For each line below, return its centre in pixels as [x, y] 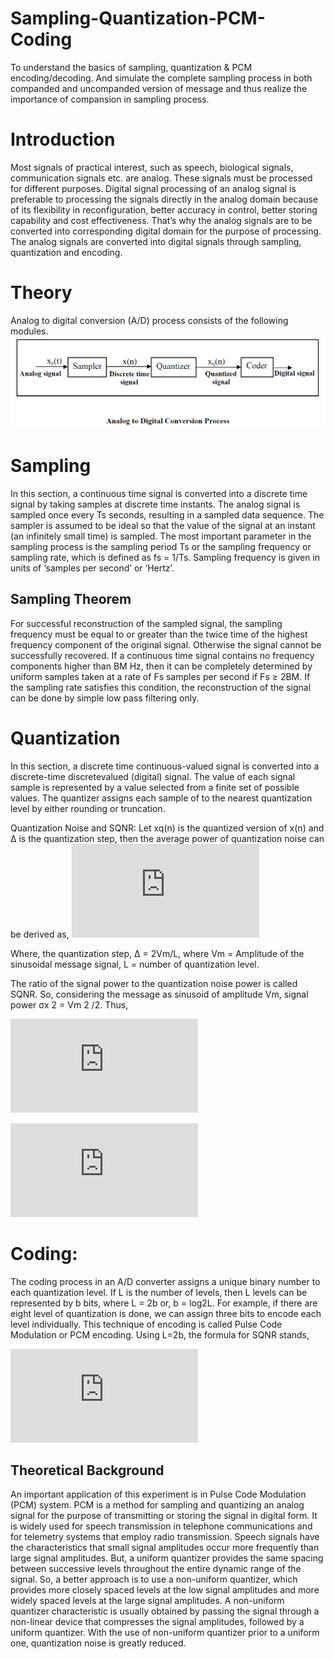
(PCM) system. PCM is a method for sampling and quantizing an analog [157, 1505]
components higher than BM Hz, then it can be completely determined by [161, 666]
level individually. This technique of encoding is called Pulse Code [146, 1324]
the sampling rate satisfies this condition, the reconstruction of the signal [161, 687]
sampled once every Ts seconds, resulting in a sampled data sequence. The [167, 514]
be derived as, [40, 934]
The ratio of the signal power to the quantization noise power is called [154, 983]
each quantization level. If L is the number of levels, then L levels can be [159, 1292]
